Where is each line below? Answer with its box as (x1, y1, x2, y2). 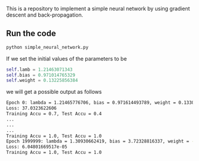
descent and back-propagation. (6, 11, 84, 18)
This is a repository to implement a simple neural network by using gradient (6, 5, 191, 12)
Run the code (6, 29, 56, 39)
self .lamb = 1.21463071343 (6, 67, 73, 72)
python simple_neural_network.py (6, 44, 89, 50)
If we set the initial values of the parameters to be (6, 55, 127, 62)
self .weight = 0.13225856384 (6, 77, 78, 84)
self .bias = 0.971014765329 (6, 72, 76, 78)
